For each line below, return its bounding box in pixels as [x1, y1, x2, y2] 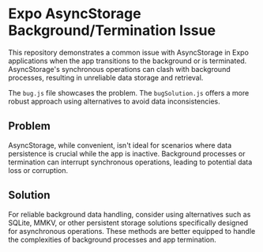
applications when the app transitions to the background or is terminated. [8, 56, 247, 66]
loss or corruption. [8, 165, 69, 175]
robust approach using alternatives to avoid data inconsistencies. [8, 96, 220, 106]
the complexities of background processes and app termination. [8, 235, 217, 244]
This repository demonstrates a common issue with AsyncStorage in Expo [8, 47, 249, 57]
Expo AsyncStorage [8, 5, 141, 23]
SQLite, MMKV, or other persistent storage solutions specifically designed [8, 218, 249, 228]
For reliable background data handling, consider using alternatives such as [8, 209, 251, 219]
